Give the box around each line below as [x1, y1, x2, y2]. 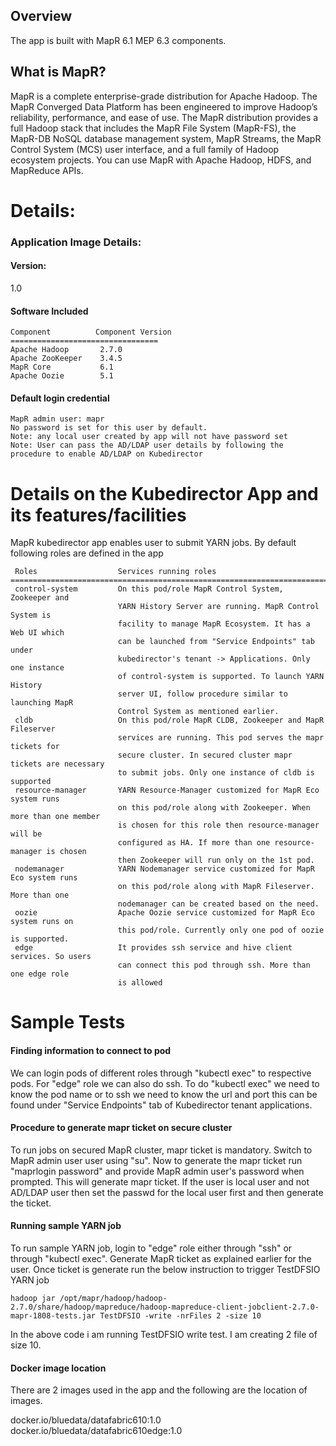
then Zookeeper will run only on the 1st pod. [117, 855, 315, 866]
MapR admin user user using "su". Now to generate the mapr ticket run [10, 1154, 303, 1166]
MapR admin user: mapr [10, 414, 105, 424]
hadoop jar [10, 1294, 56, 1304]
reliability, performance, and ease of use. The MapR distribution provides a [10, 111, 319, 123]
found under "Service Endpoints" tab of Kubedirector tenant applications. [10, 1099, 313, 1111]
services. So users [10, 952, 92, 962]
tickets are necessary [10, 759, 105, 769]
